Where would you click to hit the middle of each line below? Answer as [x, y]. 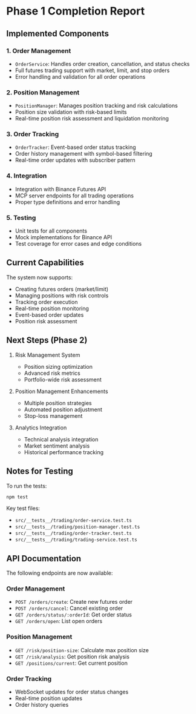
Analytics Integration [41, 428]
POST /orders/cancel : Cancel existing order [69, 608]
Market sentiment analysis [57, 446]
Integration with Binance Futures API [60, 189]
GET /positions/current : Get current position [71, 663]
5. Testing [21, 217]
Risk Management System [47, 355]
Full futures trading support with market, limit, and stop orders [92, 70]
